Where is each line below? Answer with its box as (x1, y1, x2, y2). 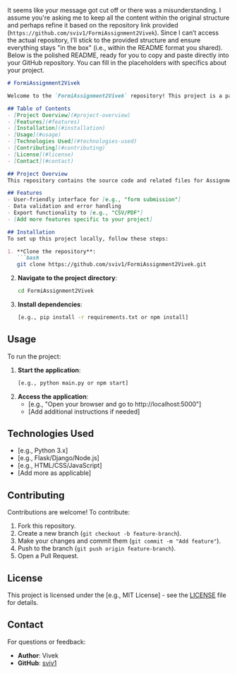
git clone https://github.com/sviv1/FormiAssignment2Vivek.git (16, 261, 207, 268)
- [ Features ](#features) (7, 118, 80, 126)
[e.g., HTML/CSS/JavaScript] (17, 462, 102, 470)
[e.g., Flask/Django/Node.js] (17, 454, 100, 462)
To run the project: (7, 352, 61, 361)
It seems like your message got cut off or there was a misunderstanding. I (7, 6, 221, 14)
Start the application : (17, 366, 81, 374)
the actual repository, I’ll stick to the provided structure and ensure (7, 36, 201, 44)
